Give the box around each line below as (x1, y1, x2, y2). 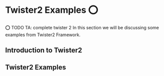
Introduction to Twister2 (5, 46, 82, 55)
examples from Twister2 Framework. (5, 31, 81, 38)
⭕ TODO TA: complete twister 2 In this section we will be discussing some (5, 24, 159, 30)
